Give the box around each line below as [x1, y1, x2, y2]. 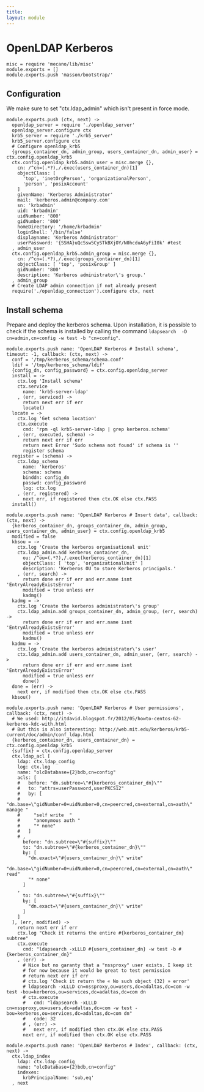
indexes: [17, 1069, 40, 1075]
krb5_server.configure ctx [12, 138, 81, 145]
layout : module [6, 15, 45, 21]
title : [6, 9, 23, 15]
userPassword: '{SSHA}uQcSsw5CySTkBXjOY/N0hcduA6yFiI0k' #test [17, 240, 182, 246]
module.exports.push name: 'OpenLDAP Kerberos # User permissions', [6, 705, 184, 711]
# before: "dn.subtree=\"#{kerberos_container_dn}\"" [17, 780, 163, 786]
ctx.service [17, 383, 48, 390]
